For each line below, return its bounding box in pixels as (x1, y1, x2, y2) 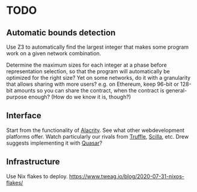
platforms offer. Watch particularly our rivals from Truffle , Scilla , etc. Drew (6, 133, 189, 140)
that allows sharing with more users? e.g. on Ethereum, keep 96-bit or (6, 80, 179, 88)
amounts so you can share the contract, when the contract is (14, 87, 165, 94)
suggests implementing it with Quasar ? (6, 139, 103, 146)
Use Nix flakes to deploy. (6, 172, 68, 180)
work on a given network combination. (6, 50, 102, 57)
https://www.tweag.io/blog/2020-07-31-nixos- (68, 172, 184, 180)
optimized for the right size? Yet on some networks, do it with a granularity (6, 74, 191, 81)
